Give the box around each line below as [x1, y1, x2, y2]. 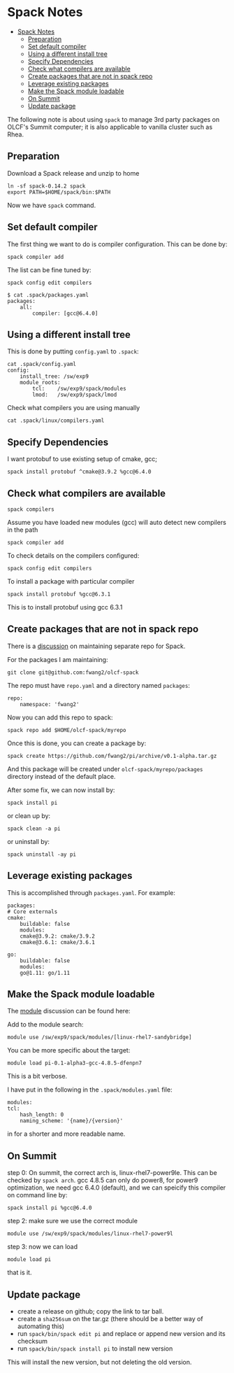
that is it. [7, 1268, 32, 1277]
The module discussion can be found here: [7, 1007, 131, 1015]
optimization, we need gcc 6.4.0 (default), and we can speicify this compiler [7, 1183, 226, 1192]
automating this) [17, 1322, 65, 1330]
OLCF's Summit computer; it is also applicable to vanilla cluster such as [7, 122, 213, 131]
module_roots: [20, 379, 61, 386]
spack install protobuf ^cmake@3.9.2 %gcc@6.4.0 [7, 468, 152, 476]
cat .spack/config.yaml [7, 361, 77, 368]
